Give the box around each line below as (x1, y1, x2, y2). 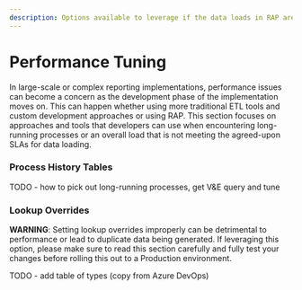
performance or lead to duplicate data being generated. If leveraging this (9, 234, 280, 245)
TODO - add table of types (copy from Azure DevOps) (9, 270, 209, 281)
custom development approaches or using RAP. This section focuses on (9, 110, 277, 121)
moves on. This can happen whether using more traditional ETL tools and (9, 101, 280, 111)
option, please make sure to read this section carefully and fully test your (9, 243, 280, 254)
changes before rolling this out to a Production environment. (9, 253, 232, 264)
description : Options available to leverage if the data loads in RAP (9, 13, 280, 22)
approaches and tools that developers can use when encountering (9, 119, 256, 130)
